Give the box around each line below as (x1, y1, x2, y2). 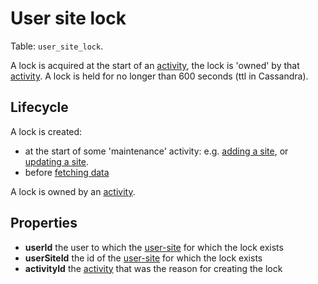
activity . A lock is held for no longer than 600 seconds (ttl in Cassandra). (10, 70, 309, 82)
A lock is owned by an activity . (10, 185, 136, 197)
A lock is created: (10, 125, 83, 137)
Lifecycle (10, 99, 69, 116)
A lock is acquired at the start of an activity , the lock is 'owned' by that (10, 59, 300, 71)
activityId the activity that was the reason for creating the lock (24, 262, 283, 274)
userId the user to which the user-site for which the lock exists (24, 241, 284, 253)
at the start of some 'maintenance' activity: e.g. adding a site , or (24, 145, 289, 157)
